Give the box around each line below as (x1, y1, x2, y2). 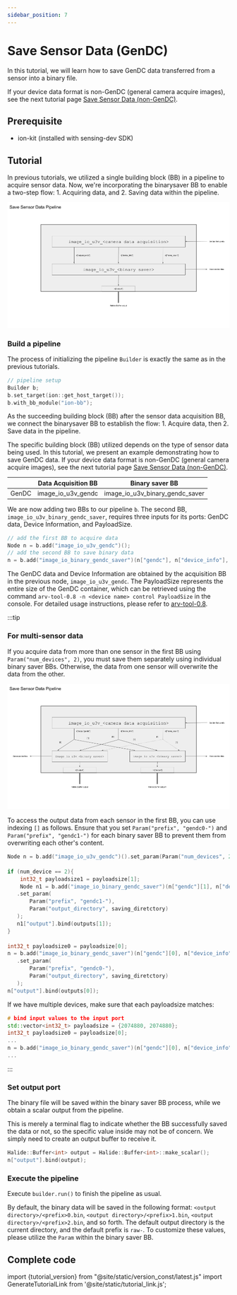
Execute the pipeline (7, 1173, 79, 1183)
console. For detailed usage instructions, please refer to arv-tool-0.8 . (7, 599, 208, 608)
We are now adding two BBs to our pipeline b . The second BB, (7, 505, 188, 513)
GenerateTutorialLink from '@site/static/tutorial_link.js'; (7, 1280, 167, 1289)
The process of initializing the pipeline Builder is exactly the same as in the (7, 354, 226, 363)
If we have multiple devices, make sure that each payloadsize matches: (7, 1000, 214, 1009)
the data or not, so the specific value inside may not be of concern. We (7, 1127, 214, 1136)
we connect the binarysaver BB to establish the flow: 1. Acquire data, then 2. (7, 419, 229, 428)
